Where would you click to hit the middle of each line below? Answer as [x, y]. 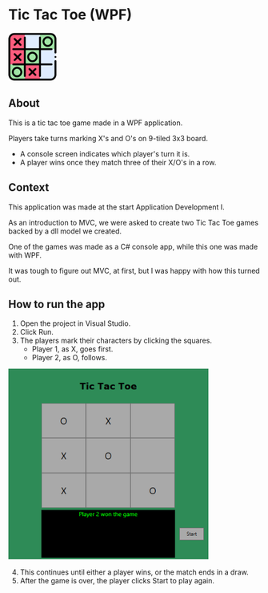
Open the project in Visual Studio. [75, 323]
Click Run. [37, 332]
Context [29, 187]
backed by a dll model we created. [65, 231]
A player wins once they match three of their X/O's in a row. [118, 162]
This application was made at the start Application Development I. [117, 207]
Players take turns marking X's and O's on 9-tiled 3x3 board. [108, 138]
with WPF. [25, 255]
